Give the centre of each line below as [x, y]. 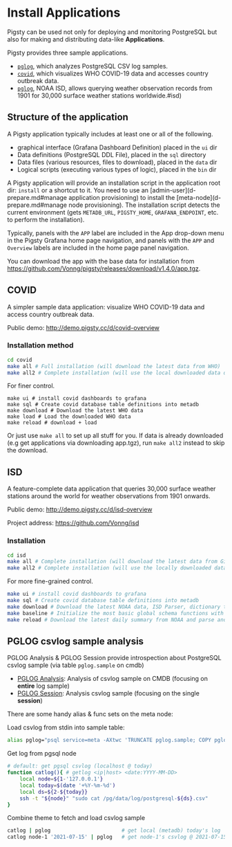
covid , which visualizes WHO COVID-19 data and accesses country [113, 73]
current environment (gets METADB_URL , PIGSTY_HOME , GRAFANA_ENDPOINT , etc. [113, 212]
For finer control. [31, 386]
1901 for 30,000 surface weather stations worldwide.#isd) [99, 95]
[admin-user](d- [173, 190]
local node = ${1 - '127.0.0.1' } [61, 779]
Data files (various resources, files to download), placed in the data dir [117, 162]
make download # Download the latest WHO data [75, 411]
